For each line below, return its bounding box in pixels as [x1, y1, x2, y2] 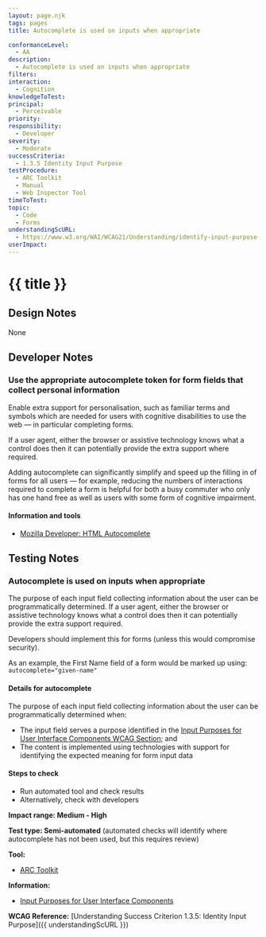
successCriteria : [8, 152, 66, 160]
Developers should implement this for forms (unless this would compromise [8, 634, 256, 644]
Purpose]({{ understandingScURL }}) [8, 919, 129, 929]
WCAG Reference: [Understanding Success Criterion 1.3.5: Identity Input [8, 911, 246, 920]
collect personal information [8, 385, 121, 396]
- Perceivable [15, 107, 62, 115]
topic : [8, 204, 30, 212]
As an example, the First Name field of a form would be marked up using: [8, 658, 248, 668]
